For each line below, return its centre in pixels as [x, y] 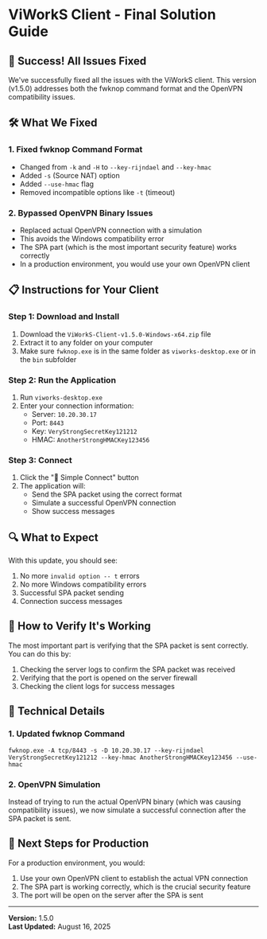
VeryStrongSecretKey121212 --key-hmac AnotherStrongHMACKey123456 [120, 758]
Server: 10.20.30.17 [64, 414]
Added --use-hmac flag [56, 184]
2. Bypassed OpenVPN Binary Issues [81, 212]
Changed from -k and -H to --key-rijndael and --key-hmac [116, 167]
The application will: [52, 486]
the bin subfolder [48, 359]
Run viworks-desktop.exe [61, 397]
